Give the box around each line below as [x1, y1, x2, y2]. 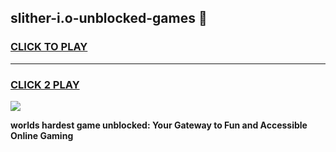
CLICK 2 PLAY [10, 77, 80, 91]
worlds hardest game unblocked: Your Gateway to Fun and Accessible [10, 119, 308, 131]
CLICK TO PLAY [10, 40, 88, 54]
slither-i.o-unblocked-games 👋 [10, 10, 208, 27]
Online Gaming [10, 129, 74, 141]
